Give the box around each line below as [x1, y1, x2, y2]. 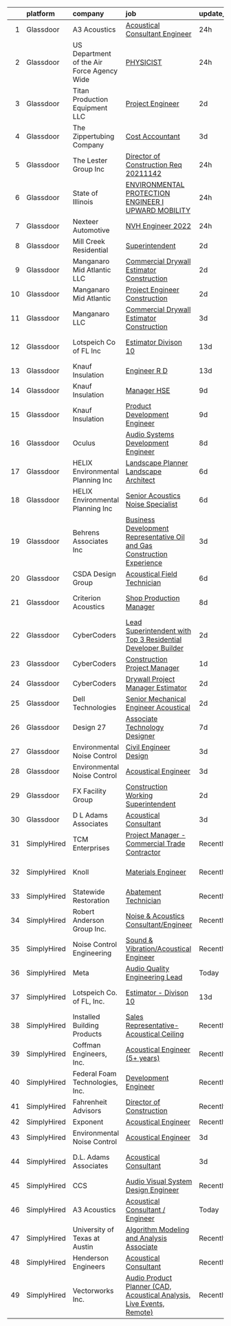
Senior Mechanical [125, 694, 186, 704]
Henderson [72, 1254, 109, 1263]
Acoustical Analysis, [125, 1290, 191, 1300]
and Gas [125, 541, 153, 550]
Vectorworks [72, 1286, 114, 1295]
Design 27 [72, 723, 107, 732]
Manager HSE [125, 386, 170, 395]
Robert [72, 907, 95, 916]
